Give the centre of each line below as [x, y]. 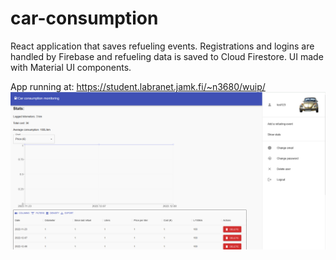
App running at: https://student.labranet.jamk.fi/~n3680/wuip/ [138, 86]
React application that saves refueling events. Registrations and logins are [162, 46]
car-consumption [84, 18]
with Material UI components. [71, 67]
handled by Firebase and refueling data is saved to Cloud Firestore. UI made [167, 56]
